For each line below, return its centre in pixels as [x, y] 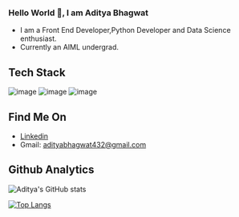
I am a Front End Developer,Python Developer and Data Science [125, 30]
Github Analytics [51, 170]
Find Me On [37, 117]
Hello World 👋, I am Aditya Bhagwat [79, 13]
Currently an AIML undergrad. [69, 47]
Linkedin [34, 136]
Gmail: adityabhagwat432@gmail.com [83, 144]
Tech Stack [37, 72]
